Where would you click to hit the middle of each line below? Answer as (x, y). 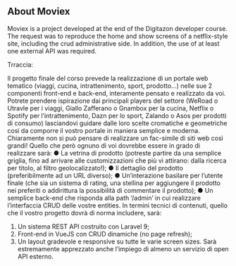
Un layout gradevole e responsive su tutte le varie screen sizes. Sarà (117, 241)
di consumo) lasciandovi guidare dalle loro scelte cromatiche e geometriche (117, 123)
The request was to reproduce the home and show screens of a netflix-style (118, 36)
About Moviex (39, 12)
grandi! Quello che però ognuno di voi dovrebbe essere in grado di (104, 145)
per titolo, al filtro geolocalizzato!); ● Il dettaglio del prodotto (95, 167)
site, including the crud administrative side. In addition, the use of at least (113, 43)
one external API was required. (52, 51)
